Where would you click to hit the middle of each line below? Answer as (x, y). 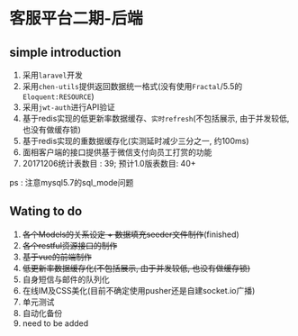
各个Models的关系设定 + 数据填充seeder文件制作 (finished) (131, 234)
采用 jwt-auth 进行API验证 (68, 107)
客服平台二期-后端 (77, 18)
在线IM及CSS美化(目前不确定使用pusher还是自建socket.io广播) (139, 290)
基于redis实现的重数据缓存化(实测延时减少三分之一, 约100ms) (135, 141)
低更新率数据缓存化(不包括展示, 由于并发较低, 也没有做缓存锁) (136, 268)
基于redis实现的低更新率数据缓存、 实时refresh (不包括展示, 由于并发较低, (156, 118)
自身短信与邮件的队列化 (66, 279)
